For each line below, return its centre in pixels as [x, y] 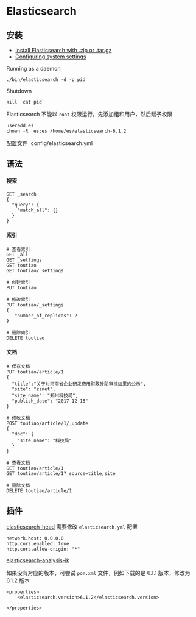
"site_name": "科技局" [44, 440]
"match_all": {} [38, 210]
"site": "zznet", [34, 389]
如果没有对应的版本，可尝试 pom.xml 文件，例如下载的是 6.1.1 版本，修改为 [98, 573]
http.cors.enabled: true [38, 543]
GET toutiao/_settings [35, 270]
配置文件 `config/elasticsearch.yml [50, 143]
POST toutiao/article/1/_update [47, 423]
